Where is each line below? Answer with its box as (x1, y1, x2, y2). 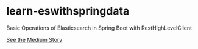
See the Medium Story (6, 36, 63, 43)
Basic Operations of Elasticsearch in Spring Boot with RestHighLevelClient (6, 24, 193, 31)
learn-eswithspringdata (6, 4, 130, 18)
